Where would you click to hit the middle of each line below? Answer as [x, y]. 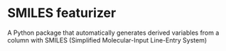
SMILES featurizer [62, 13]
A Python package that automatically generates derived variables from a [113, 33]
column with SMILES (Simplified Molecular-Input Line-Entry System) [107, 40]
